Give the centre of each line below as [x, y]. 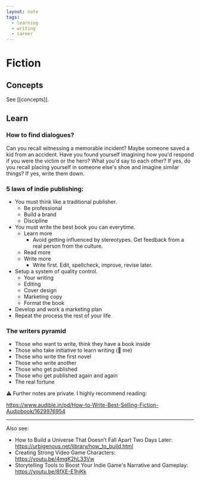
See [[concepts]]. [28, 99]
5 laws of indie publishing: [45, 189]
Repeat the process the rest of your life [63, 316]
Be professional [43, 208]
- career [22, 34]
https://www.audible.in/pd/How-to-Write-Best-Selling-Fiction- [82, 405]
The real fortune [35, 382]
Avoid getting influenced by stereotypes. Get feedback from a [108, 240]
